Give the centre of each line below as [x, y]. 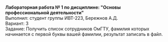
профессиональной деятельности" [45, 13]
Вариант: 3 [17, 23]
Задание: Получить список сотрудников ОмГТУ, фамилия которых [77, 29]
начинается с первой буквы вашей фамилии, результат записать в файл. [84, 34]
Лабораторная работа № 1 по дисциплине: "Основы [63, 7]
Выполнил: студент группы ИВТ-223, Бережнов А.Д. [62, 18]
